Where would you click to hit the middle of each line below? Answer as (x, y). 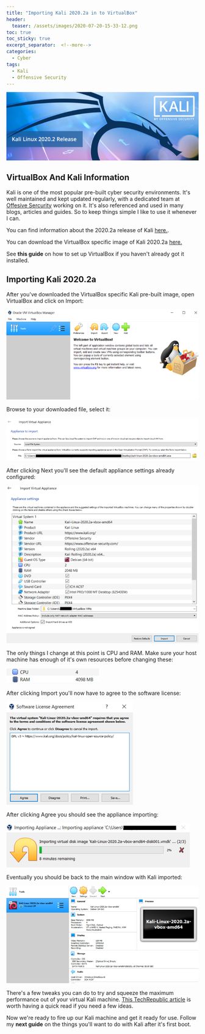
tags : (13, 64)
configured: (21, 477)
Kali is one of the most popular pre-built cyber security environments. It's (99, 192)
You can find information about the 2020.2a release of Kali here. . (88, 230)
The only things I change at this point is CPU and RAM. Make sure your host (102, 653)
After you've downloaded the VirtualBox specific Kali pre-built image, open (100, 294)
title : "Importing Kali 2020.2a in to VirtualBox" (72, 13)
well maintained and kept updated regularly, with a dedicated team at (93, 199)
